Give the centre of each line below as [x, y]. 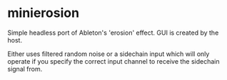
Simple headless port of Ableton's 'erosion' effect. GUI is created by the [113, 33]
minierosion [44, 13]
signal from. [25, 69]
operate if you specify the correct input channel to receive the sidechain [113, 61]
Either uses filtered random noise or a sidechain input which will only [109, 54]
